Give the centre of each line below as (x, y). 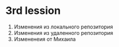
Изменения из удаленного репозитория (63, 32)
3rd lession (33, 11)
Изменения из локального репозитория (63, 27)
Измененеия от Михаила (45, 39)
